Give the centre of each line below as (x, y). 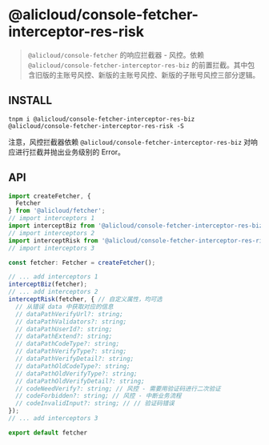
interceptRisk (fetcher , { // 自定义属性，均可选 (85, 299)
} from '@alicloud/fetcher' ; (57, 211)
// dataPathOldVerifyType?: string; (76, 374)
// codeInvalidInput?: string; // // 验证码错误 (95, 403)
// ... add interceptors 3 (53, 419)
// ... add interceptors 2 (53, 292)
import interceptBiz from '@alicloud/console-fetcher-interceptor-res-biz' (137, 226)
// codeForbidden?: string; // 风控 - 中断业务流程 (98, 396)
